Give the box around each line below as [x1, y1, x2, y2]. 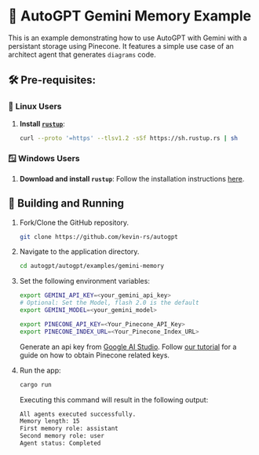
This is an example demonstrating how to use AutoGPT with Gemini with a [8, 33, 247, 42]
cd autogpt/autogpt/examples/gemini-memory [19, 262, 165, 270]
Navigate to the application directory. [19, 247, 140, 256]
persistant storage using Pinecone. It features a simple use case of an [8, 41, 234, 50]
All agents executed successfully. [19, 410, 137, 418]
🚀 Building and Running [8, 196, 124, 211]
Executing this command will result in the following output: [19, 394, 209, 404]
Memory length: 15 [19, 417, 80, 425]
